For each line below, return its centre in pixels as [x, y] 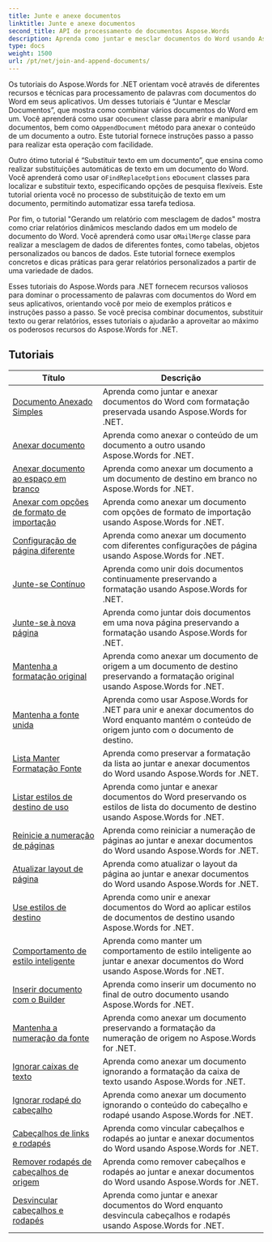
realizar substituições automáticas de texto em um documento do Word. [129, 169]
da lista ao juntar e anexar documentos [176, 763]
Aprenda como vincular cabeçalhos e [174, 1128]
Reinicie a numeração [53, 835]
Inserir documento [47, 989]
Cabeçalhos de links [51, 1133]
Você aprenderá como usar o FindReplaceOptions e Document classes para [129, 177]
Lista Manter [36, 758]
